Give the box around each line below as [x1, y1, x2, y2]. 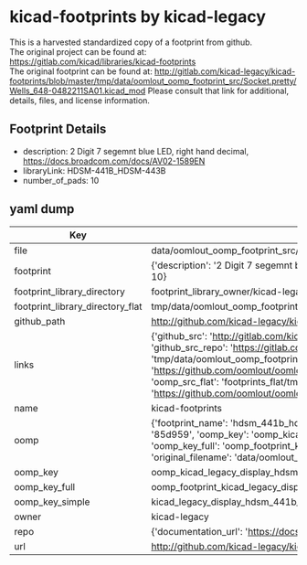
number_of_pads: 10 [22, 175, 100, 186]
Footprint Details [9, 122, 107, 137]
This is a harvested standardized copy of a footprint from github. [9, 37, 253, 48]
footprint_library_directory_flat [14, 300, 143, 313]
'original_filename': [150, 451, 233, 464]
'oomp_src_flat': [150, 375, 219, 388]
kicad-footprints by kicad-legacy [9, 6, 267, 27]
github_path [14, 314, 66, 327]
